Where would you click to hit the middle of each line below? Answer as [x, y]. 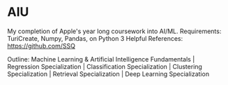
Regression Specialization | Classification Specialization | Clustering [105, 66]
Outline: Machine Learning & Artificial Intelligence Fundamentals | [101, 59]
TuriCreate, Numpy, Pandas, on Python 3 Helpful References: [95, 38]
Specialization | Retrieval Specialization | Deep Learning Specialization [108, 74]
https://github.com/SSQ [41, 46]
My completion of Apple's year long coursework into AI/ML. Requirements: [114, 31]
